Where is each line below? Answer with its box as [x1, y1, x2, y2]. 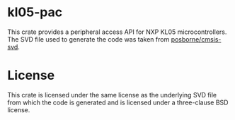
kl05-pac [7, 4, 62, 20]
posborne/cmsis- [171, 35, 222, 43]
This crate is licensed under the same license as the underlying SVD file [7, 90, 217, 99]
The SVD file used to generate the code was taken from [7, 35, 170, 43]
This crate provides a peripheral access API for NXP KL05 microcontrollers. [7, 28, 227, 36]
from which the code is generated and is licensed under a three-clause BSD [7, 98, 229, 107]
